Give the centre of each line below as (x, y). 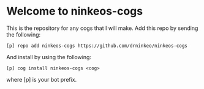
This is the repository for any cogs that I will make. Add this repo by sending (102, 28)
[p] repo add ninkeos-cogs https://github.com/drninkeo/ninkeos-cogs (97, 46)
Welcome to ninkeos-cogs (74, 11)
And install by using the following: (49, 57)
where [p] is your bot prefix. (42, 79)
